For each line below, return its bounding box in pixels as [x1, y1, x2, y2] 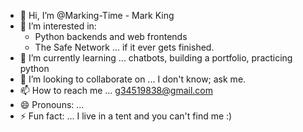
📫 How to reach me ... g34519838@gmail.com [19, 85, 213, 96]
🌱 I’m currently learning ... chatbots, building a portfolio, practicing [19, 52, 293, 64]
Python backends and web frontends [34, 31, 188, 42]
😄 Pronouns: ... [19, 99, 85, 110]
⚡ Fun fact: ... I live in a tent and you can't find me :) [19, 110, 233, 122]
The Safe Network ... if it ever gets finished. [34, 41, 215, 53]
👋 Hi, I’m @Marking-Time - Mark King [19, 10, 175, 21]
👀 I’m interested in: [19, 20, 97, 32]
